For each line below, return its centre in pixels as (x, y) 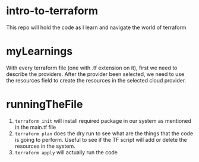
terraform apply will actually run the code (66, 152)
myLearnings (40, 51)
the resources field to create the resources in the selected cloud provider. (96, 80)
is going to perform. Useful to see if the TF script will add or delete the (101, 139)
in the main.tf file (35, 127)
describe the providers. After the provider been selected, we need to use (95, 74)
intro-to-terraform (52, 11)
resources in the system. (45, 146)
